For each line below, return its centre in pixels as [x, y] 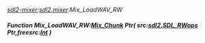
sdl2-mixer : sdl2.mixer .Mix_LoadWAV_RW [65, 10]
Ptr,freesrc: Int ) [29, 32]
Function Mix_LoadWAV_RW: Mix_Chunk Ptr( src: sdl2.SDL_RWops [102, 25]
